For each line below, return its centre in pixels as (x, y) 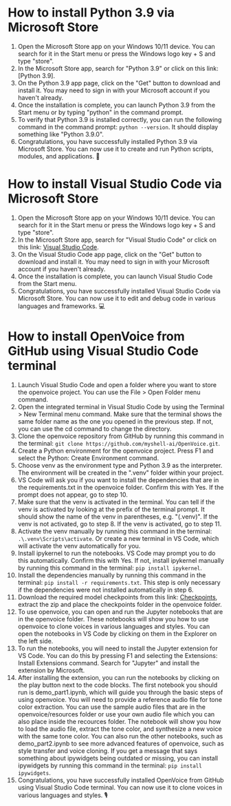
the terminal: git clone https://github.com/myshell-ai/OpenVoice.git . (119, 443)
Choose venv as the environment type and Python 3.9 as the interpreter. (120, 465)
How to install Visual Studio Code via (115, 184)
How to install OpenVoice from (96, 337)
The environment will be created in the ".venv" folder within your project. (121, 473)
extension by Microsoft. (51, 670)
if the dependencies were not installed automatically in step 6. (106, 590)
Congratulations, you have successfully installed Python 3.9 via (108, 141)
